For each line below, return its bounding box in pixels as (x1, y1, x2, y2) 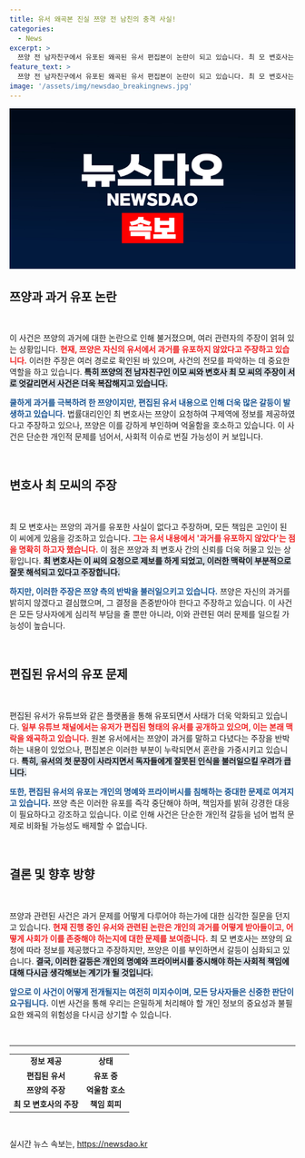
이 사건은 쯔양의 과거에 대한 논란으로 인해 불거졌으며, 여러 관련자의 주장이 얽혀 (9, 332, 286, 344)
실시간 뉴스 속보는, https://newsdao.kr (9, 1138, 148, 1149)
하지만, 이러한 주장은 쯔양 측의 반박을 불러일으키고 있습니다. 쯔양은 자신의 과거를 (9, 585, 290, 596)
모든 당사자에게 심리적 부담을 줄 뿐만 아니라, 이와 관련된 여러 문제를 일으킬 (18, 608, 280, 619)
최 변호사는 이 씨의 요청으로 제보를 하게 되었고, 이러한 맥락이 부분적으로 (43, 554, 292, 566)
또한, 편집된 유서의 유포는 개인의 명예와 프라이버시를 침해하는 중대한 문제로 (9, 786, 271, 797)
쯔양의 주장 (26, 1084, 66, 1095)
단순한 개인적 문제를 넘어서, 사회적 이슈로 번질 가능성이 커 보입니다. (25, 431, 263, 442)
